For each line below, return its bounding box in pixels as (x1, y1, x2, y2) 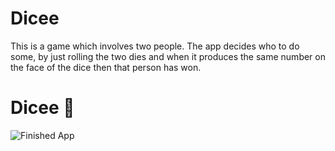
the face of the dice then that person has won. (10, 61, 202, 73)
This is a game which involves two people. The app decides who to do (10, 40, 300, 52)
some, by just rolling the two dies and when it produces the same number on (10, 50, 326, 62)
